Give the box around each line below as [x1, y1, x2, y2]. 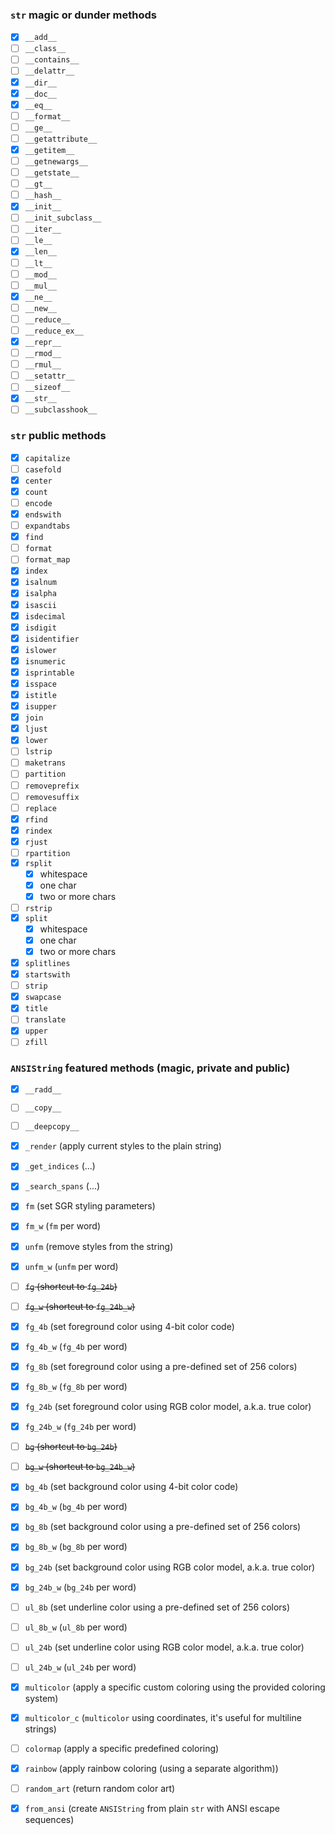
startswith [24, 970, 71, 980]
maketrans [24, 758, 67, 768]
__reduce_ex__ [24, 326, 84, 336]
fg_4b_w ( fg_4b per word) [24, 1340, 128, 1352]
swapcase [24, 993, 62, 1003]
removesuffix [24, 792, 80, 802]
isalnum [24, 578, 57, 588]
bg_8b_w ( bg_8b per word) [24, 1541, 128, 1553]
